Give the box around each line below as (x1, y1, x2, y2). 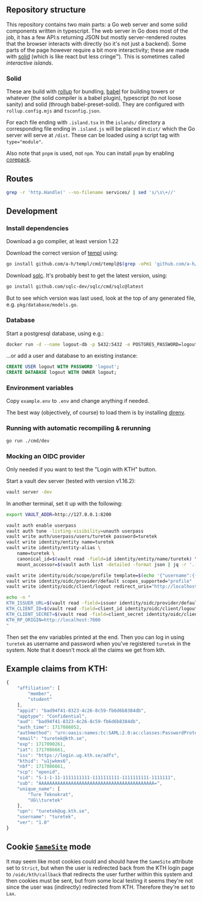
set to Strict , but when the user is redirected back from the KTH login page (6, 864, 194, 871)
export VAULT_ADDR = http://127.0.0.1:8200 (6, 511, 112, 517)
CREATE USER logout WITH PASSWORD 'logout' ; (6, 364, 120, 370)
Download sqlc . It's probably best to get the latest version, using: (6, 272, 167, 279)
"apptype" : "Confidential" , (17, 713, 87, 719)
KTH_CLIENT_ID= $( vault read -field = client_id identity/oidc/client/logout (6, 606, 198, 612)
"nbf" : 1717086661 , (17, 764, 66, 770)
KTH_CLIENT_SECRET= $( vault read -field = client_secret (6, 611, 144, 617)
